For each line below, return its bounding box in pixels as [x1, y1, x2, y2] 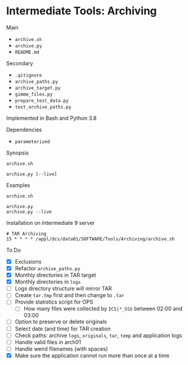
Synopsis [6, 149, 29, 156]
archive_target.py [14, 85, 61, 91]
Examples [6, 181, 30, 188]
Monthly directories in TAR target [14, 271, 97, 279]
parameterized [14, 138, 50, 144]
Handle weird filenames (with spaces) [14, 345, 109, 352]
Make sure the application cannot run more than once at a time [14, 352, 170, 359]
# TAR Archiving [6, 231, 47, 237]
